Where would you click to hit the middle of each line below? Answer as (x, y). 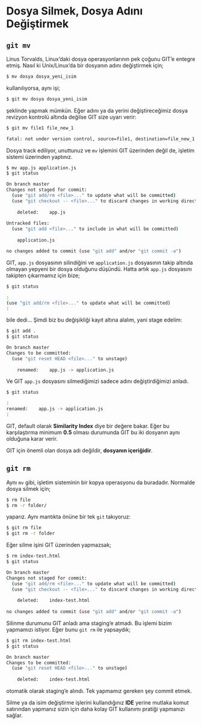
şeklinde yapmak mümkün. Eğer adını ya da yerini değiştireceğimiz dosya (97, 110)
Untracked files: (28, 223)
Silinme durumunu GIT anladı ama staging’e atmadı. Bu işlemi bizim (89, 623)
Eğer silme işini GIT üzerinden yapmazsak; (59, 545)
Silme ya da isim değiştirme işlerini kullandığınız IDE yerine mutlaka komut (98, 703)
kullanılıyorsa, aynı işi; (33, 88)
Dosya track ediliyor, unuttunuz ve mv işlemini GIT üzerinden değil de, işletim (100, 150)
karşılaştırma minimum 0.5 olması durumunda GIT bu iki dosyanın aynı (93, 432)
